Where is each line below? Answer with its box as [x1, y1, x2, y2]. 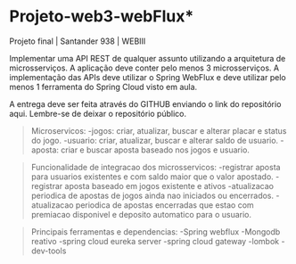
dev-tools [30, 245, 67, 256]
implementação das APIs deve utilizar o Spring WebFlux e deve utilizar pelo [9, 71, 287, 82]
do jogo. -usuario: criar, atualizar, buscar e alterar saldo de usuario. [30, 135, 279, 145]
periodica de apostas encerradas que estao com [75, 199, 254, 210]
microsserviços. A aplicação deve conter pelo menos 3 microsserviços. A [9, 62, 279, 73]
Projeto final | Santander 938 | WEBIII [9, 36, 146, 46]
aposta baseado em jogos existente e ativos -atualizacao [64, 180, 275, 191]
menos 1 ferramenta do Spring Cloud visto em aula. [9, 81, 198, 92]
